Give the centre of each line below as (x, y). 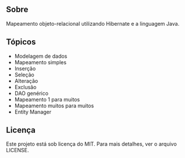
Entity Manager (33, 112)
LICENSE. (18, 150)
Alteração (26, 80)
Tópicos (21, 42)
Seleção (24, 75)
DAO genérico (31, 93)
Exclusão (25, 87)
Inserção (25, 68)
